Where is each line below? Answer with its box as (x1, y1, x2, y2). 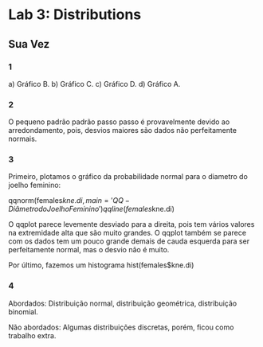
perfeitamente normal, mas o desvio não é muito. (8, 245, 170, 255)
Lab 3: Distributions (8, 6, 142, 24)
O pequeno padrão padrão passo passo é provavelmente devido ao (8, 117, 230, 127)
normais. (8, 134, 37, 144)
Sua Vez (8, 37, 50, 51)
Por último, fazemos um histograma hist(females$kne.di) (8, 260, 194, 270)
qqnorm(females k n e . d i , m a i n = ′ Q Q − (8, 196, 130, 205)
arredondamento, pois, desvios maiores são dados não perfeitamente (8, 126, 237, 135)
